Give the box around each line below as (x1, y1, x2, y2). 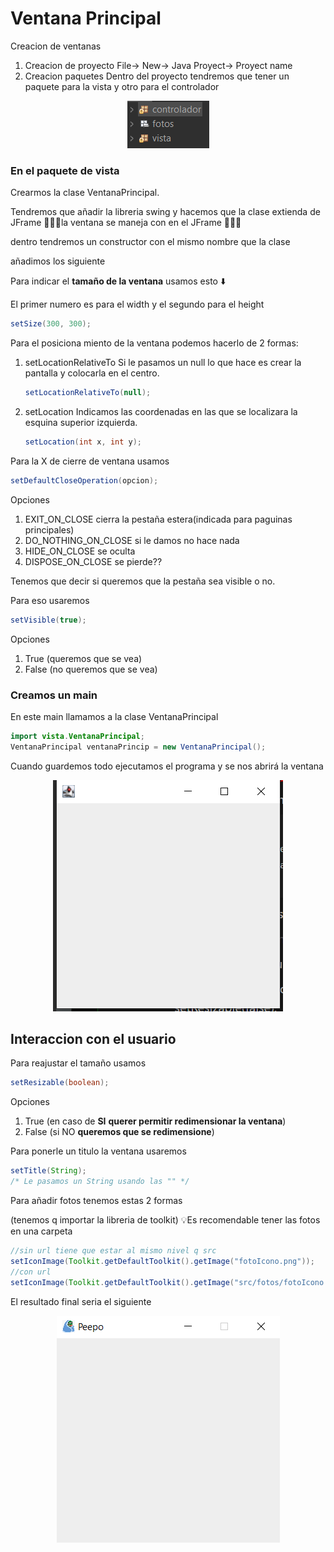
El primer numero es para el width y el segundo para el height (10, 298, 265, 311)
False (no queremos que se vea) (24, 663, 158, 675)
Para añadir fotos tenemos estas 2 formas (10, 1195, 183, 1207)
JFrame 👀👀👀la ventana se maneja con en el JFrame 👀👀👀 (10, 217, 242, 229)
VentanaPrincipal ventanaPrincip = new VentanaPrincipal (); (10, 742, 267, 752)
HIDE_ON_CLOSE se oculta (24, 545, 136, 557)
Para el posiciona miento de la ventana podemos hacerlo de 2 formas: (10, 337, 299, 349)
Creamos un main (10, 688, 98, 702)
